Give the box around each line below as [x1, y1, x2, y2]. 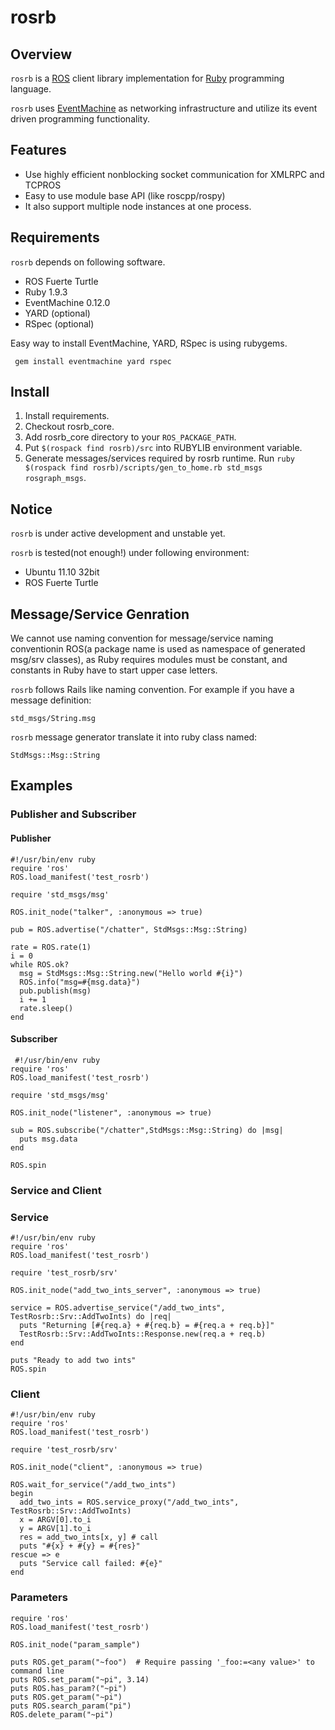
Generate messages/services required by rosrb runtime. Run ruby [24, 452, 295, 465]
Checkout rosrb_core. [24, 421, 115, 433]
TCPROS [24, 179, 62, 191]
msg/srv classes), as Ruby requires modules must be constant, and [10, 654, 288, 666]
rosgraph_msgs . [24, 472, 87, 484]
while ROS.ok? [10, 959, 70, 970]
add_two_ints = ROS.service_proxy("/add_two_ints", [19, 1497, 240, 1508]
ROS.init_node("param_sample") [10, 1639, 141, 1650]
